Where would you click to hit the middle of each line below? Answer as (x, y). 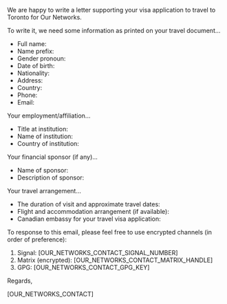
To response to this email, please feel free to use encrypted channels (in (109, 232)
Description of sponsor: (51, 177)
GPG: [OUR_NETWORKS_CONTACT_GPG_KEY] (83, 267)
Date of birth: (36, 66)
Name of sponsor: (43, 170)
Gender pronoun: (41, 58)
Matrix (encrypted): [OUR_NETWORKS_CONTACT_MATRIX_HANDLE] (115, 260)
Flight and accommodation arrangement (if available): (93, 211)
